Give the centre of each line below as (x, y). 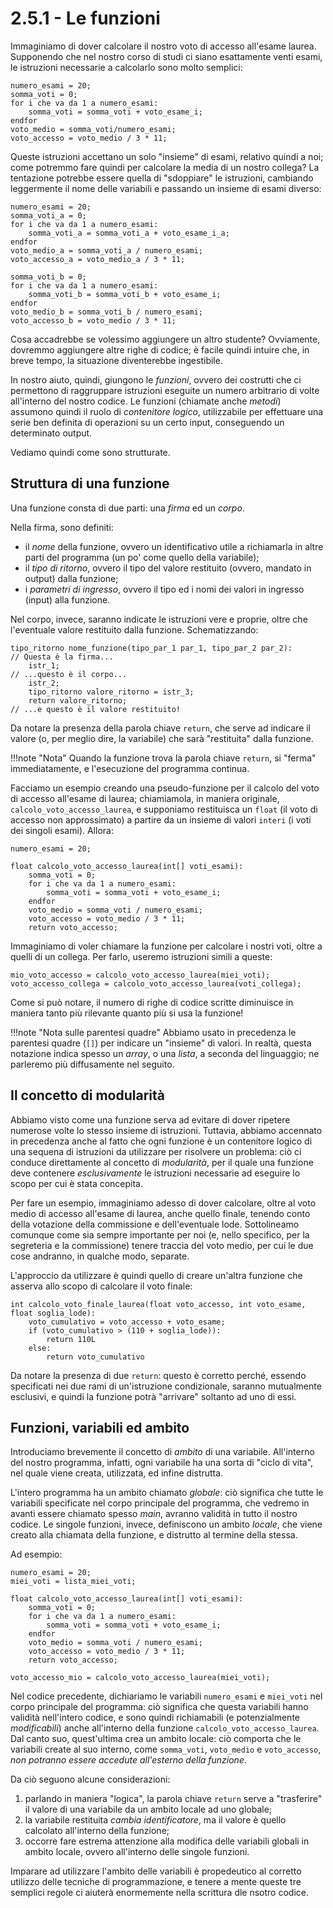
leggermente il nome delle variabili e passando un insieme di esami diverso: (166, 188)
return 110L (71, 1339)
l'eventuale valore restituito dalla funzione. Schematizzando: (134, 629)
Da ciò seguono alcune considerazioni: (90, 1779)
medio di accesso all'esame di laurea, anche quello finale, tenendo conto (160, 1213)
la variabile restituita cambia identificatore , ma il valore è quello (155, 1820)
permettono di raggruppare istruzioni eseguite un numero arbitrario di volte (165, 390)
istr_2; (44, 683)
